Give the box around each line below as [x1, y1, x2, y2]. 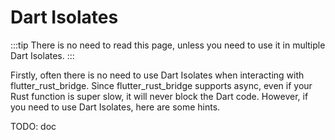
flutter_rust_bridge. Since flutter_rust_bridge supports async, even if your [10, 79, 313, 91]
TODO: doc [10, 120, 57, 132]
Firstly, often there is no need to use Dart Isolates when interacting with [10, 69, 305, 81]
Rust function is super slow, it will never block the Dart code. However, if [10, 90, 309, 102]
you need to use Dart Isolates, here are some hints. [10, 101, 221, 113]
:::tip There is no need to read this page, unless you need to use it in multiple [10, 39, 326, 51]
